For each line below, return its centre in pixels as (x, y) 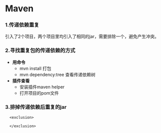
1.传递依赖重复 (22, 25)
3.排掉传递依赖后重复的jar (36, 107)
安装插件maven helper (42, 87)
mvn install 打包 (35, 68)
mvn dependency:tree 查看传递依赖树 (57, 74)
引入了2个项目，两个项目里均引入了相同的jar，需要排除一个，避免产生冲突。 (82, 36)
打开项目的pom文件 (39, 93)
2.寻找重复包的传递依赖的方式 (40, 51)
